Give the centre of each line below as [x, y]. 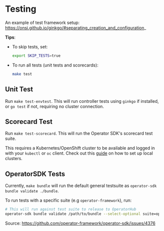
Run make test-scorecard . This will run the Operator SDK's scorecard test [79, 134]
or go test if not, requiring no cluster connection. [54, 106]
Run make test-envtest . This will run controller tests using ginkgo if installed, [82, 101]
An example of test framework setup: [42, 23]
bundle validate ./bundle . [32, 191]
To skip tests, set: [30, 46]
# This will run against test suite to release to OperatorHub [71, 209]
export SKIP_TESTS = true [36, 56]
